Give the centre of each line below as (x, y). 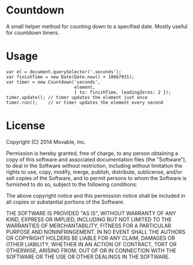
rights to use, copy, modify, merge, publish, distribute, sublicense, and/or (94, 172)
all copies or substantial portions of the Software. (65, 202)
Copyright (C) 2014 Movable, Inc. (46, 142)
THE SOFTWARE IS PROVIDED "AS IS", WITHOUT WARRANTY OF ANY (91, 213)
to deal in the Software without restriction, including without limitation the (94, 166)
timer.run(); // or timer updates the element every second (85, 102)
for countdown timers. (33, 32)
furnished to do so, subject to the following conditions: (72, 184)
